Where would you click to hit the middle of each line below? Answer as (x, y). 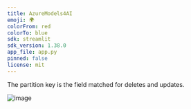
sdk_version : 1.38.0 (37, 46)
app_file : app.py (32, 52)
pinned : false (28, 59)
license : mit (26, 65)
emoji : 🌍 (21, 20)
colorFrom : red (29, 26)
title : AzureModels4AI (40, 13)
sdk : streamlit (29, 39)
